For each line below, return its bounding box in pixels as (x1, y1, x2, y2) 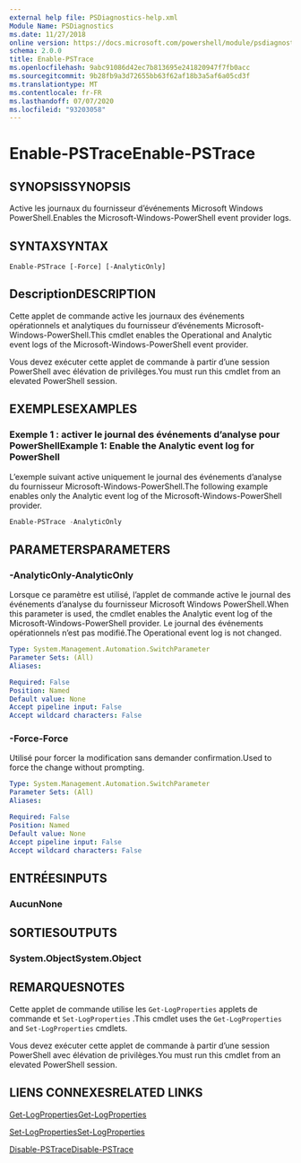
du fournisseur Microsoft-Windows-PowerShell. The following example (9, 481, 269, 492)
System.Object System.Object (9, 952, 142, 965)
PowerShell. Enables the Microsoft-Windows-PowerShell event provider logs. (9, 213, 292, 223)
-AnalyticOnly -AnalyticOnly (9, 569, 134, 581)
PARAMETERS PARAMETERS (9, 542, 171, 557)
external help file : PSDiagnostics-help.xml (9, 13, 178, 22)
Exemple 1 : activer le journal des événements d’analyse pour (9, 428, 280, 441)
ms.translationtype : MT (9, 80, 99, 89)
